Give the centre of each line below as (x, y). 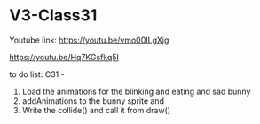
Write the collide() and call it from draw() (96, 110)
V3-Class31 (53, 15)
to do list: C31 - (37, 74)
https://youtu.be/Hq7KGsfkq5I (64, 57)
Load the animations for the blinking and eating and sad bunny (136, 91)
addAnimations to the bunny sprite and (93, 101)
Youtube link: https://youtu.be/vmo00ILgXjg (89, 40)
